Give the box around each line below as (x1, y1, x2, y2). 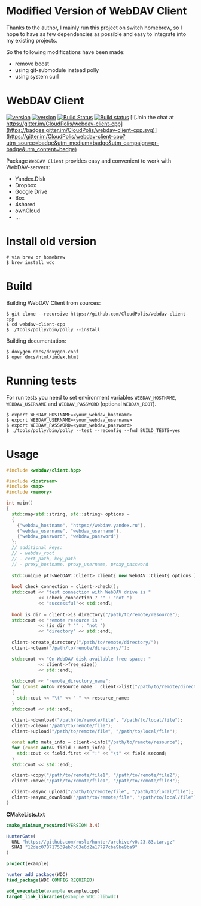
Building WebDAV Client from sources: (6, 299, 101, 307)
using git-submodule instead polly (14, 66, 99, 73)
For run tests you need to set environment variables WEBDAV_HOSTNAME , (6, 394, 176, 401)
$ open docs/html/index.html (6, 354, 79, 360)
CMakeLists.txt (6, 811, 45, 818)
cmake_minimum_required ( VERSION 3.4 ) (6, 822, 100, 829)
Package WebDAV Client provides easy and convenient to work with (6, 157, 172, 164)
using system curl (14, 73, 59, 80)
